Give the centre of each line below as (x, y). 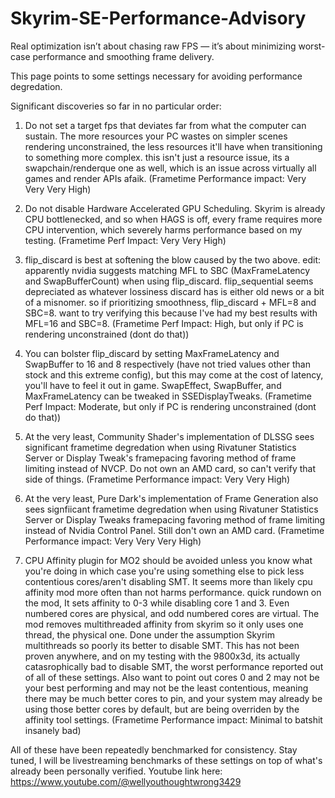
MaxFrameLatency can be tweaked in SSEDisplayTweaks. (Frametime (168, 396)
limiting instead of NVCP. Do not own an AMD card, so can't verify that (170, 468)
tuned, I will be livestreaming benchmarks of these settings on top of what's (166, 760)
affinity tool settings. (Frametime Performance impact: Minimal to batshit (173, 719)
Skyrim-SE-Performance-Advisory (158, 18)
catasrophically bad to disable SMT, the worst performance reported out (174, 666)
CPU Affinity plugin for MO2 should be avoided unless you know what (168, 560)
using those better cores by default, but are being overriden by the (162, 709)
